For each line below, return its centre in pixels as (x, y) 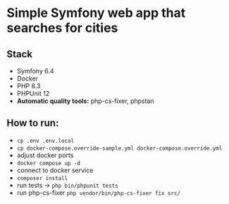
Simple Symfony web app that (96, 13)
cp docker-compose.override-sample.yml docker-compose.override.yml (119, 148)
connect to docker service (55, 170)
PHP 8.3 (29, 86)
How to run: (33, 123)
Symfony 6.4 (35, 71)
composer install (42, 178)
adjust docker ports (45, 155)
